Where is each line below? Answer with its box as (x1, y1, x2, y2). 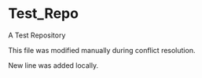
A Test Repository (8, 30, 66, 40)
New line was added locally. (8, 60, 99, 70)
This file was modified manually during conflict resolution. (8, 45, 196, 55)
